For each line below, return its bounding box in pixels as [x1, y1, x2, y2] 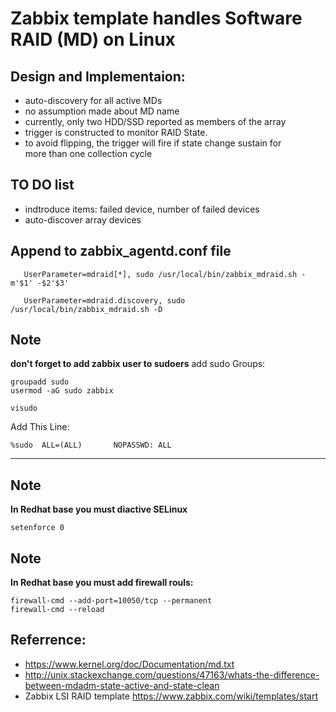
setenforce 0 [10, 523, 65, 533]
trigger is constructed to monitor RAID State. [24, 127, 208, 138]
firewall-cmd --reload [10, 605, 105, 615]
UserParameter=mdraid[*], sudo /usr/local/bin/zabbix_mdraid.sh [23, 269, 298, 279]
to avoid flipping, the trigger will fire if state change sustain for [24, 137, 282, 149]
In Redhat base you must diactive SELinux [10, 503, 188, 516]
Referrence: [10, 632, 87, 649]
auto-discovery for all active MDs [24, 95, 163, 106]
